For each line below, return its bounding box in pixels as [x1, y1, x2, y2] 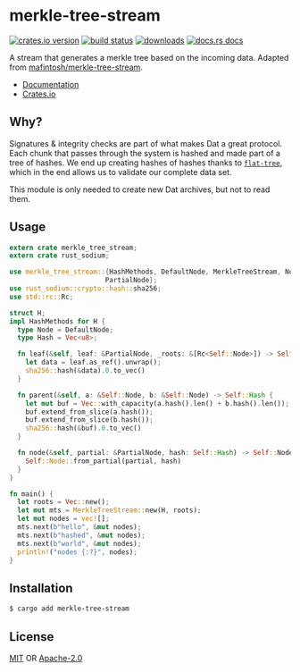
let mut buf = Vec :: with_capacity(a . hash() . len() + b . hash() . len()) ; [25, 399, 290, 407]
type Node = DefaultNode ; [17, 325, 114, 334]
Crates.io [21, 88, 56, 99]
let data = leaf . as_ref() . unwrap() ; [25, 358, 162, 367]
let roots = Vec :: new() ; [17, 498, 110, 507]
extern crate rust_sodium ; [9, 251, 110, 260]
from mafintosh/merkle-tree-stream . [9, 62, 143, 72]
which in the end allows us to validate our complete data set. [9, 166, 232, 177]
